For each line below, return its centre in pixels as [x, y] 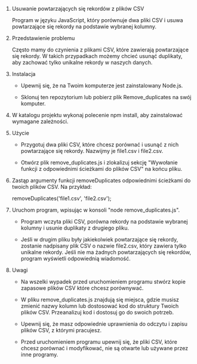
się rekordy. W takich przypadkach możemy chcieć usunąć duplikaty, [97, 56]
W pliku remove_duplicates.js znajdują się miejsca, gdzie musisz [100, 299]
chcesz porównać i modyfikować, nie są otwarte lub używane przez [104, 348]
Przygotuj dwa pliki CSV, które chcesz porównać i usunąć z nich [100, 145]
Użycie [21, 133]
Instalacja [24, 74]
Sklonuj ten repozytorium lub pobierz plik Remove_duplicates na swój [106, 97]
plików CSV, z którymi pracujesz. [61, 330]
